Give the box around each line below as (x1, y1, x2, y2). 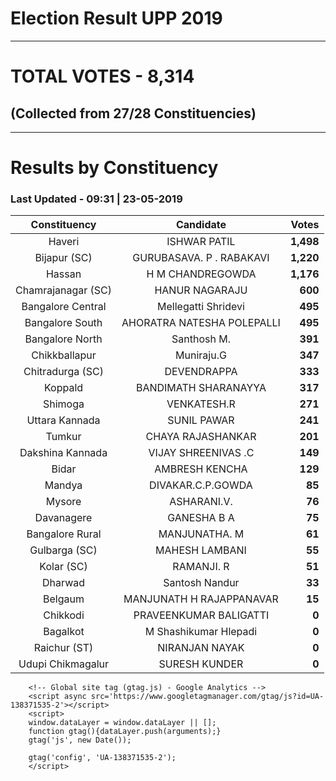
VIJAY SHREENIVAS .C (148, 446, 255, 460)
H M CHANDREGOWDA (146, 267, 257, 281)
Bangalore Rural (26, 527, 102, 541)
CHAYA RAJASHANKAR (145, 430, 257, 444)
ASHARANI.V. (169, 495, 233, 509)
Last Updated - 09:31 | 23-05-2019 (10, 192, 183, 206)
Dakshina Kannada (19, 446, 108, 460)
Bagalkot (43, 625, 85, 639)
